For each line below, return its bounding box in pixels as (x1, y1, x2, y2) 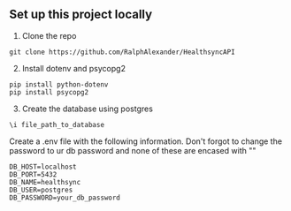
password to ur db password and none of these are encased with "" (9, 145, 257, 155)
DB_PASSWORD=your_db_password (9, 193, 121, 202)
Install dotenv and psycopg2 (21, 63, 126, 73)
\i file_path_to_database (9, 120, 104, 129)
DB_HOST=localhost (9, 162, 77, 171)
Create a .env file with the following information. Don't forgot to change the (9, 136, 283, 147)
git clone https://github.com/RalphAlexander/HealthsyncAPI (9, 48, 236, 57)
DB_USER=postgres (9, 185, 73, 194)
